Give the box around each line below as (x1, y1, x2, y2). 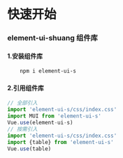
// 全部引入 (7, 99, 38, 107)
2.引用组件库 (7, 83, 44, 92)
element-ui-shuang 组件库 (7, 33, 98, 43)
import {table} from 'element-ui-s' (7, 138, 114, 145)
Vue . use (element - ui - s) (7, 120, 73, 127)
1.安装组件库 (7, 52, 43, 60)
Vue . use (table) (7, 145, 52, 152)
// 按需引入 (7, 125, 38, 133)
